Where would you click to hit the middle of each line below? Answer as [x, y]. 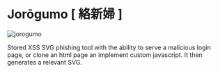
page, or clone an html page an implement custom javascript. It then [105, 55]
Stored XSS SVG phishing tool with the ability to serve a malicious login [109, 47]
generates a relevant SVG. [45, 62]
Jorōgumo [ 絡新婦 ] [65, 14]
